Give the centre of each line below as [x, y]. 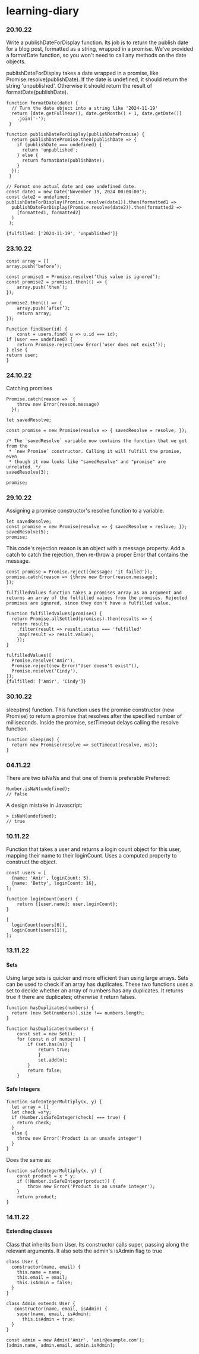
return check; [34, 1122]
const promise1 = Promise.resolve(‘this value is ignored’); [83, 277]
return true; [54, 1050]
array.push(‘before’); [34, 266]
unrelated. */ [24, 467]
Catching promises [29, 388]
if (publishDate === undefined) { [59, 145]
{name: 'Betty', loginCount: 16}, [54, 883]
